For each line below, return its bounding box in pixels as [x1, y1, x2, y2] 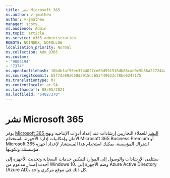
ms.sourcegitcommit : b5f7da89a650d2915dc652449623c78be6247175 [6, 73, 142, 78]
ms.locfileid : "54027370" [6, 92, 60, 97]
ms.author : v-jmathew [6, 12, 51, 17]
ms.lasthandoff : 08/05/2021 [6, 87, 65, 92]
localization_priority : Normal [6, 45, 72, 50]
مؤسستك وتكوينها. [6, 146, 40, 152]
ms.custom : [6, 54, 29, 60]
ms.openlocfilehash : [6, 69, 49, 74]
